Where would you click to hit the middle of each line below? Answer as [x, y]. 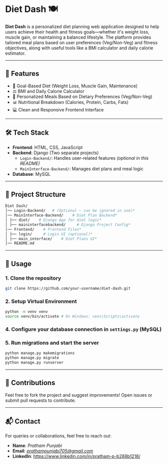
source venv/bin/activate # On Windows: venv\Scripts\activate [72, 316]
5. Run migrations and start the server [52, 342]
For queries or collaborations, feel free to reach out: [58, 436]
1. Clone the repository [33, 278]
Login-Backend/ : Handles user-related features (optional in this [84, 158]
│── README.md [20, 244]
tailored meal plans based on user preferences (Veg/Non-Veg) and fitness [81, 42]
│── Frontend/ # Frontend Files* [43, 229]
